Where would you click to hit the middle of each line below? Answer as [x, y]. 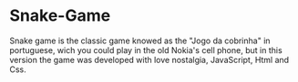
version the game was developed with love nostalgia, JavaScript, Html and [149, 59]
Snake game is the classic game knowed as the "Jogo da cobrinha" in [140, 41]
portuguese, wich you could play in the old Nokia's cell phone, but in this [146, 50]
